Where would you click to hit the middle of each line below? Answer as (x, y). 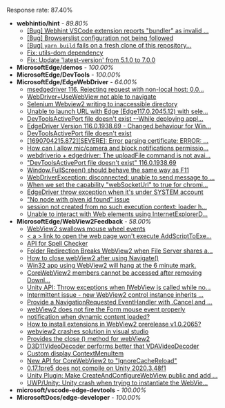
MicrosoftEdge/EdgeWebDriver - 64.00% (77, 82)
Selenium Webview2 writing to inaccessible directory (102, 104)
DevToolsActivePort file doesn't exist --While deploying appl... (115, 119)
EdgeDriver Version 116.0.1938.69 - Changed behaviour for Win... (119, 126)
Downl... (39, 280)
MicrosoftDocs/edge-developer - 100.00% (79, 397)
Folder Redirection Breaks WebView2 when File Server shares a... (120, 251)
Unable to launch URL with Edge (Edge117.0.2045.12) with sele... (117, 111)
